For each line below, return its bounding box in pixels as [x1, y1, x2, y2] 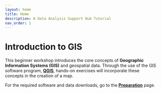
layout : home [5, 7, 31, 12]
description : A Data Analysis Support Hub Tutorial [5, 16, 111, 21]
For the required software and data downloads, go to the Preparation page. [5, 82, 156, 88]
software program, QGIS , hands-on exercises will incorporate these [5, 68, 140, 74]
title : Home [5, 12, 29, 16]
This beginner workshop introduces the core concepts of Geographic [5, 58, 144, 63]
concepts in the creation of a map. [5, 73, 73, 79]
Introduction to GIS [5, 42, 83, 52]
